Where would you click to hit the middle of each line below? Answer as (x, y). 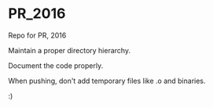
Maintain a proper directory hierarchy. (70, 50)
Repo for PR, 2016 (37, 35)
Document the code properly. (56, 65)
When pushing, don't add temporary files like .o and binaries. (107, 81)
